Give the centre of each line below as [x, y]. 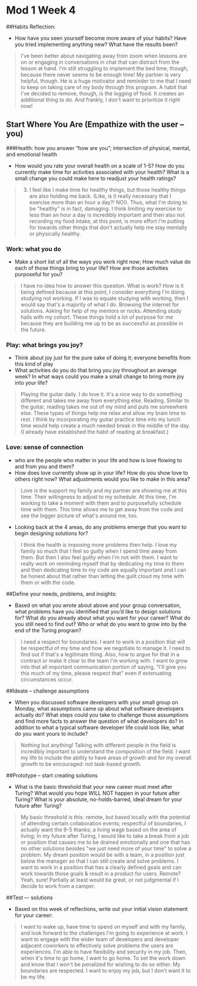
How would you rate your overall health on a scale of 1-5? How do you [99, 165]
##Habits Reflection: [31, 27]
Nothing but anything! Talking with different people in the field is [98, 745]
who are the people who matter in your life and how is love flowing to [98, 460]
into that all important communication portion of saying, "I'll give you [103, 667]
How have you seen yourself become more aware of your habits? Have [101, 38]
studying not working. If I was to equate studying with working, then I [104, 298]
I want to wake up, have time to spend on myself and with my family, [103, 926]
